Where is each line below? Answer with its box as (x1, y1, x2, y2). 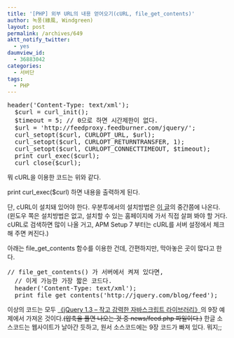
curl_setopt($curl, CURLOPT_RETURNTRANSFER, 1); (14, 138, 185, 146)
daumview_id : (7, 50, 46, 57)
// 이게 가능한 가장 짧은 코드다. (14, 277, 112, 285)
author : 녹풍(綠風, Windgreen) (7, 17, 94, 24)
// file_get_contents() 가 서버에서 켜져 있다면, (7, 268, 164, 276)
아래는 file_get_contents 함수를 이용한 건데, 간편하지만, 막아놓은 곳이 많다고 (7, 244, 215, 252)
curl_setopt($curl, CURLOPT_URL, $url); (14, 131, 156, 139)
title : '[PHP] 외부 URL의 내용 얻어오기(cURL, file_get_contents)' (7, 10, 195, 18)
